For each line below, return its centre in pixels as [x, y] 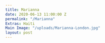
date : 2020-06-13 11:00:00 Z [36, 14]
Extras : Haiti [20, 23]
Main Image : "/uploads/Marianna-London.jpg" [53, 28]
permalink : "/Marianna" [30, 19]
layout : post [19, 33]
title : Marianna [22, 10]
